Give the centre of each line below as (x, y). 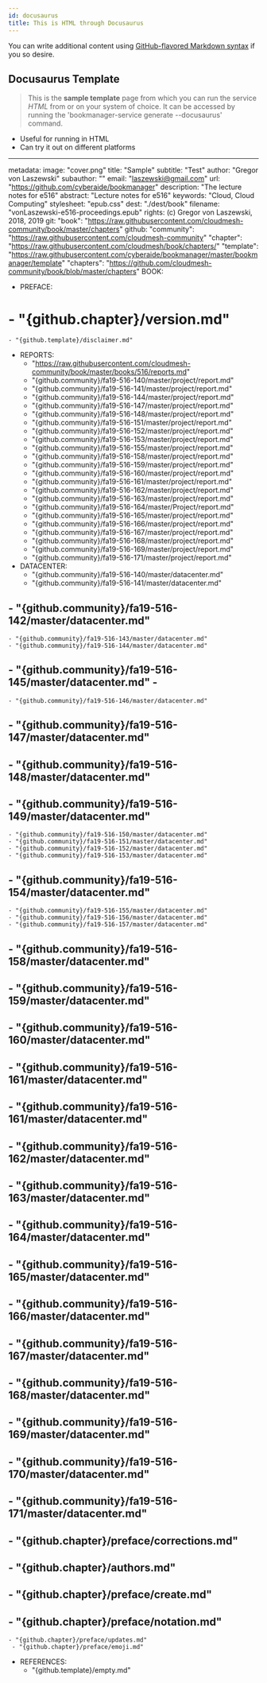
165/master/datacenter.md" (79, 1277)
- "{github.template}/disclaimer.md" (71, 340)
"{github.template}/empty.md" (81, 1670)
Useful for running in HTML (64, 139)
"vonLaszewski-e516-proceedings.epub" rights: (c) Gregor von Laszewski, (130, 212)
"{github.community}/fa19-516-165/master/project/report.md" (132, 516)
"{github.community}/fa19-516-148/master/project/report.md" (133, 414)
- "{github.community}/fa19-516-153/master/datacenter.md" (108, 855)
